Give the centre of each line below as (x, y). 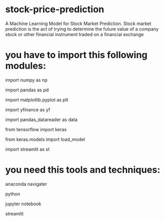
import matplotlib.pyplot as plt (37, 100)
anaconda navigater (26, 184)
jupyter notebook (23, 204)
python (13, 194)
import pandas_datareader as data (41, 119)
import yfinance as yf (28, 109)
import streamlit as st (28, 149)
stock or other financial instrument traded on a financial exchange (75, 34)
